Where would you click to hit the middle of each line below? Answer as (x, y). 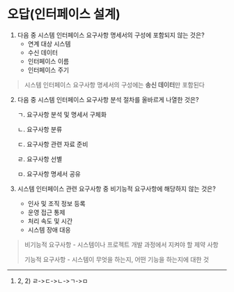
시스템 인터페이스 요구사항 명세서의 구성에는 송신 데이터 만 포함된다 (115, 85)
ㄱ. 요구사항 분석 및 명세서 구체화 (62, 114)
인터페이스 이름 (48, 61)
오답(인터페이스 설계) (64, 14)
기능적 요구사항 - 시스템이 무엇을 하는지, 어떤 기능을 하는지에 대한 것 (117, 259)
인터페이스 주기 (48, 70)
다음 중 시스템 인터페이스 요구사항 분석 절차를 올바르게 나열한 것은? (108, 99)
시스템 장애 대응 (49, 229)
